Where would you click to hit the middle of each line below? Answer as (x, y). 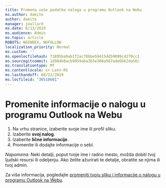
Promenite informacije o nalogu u (75, 104)
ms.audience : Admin (25, 33)
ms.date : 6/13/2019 (25, 28)
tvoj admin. (17, 165)
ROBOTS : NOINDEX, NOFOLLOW (33, 42)
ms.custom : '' (20, 51)
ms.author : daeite (24, 14)
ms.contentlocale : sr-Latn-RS (37, 70)
